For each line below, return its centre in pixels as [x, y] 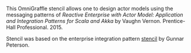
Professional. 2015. [40, 27]
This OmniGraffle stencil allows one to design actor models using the [90, 9]
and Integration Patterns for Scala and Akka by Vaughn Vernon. [84, 21]
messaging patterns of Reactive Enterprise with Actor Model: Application [95, 15]
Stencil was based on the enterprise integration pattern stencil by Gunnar [95, 39]
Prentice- [174, 21]
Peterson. [18, 45]
